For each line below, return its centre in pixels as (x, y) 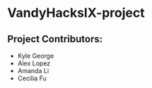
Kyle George (36, 56)
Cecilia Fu (32, 78)
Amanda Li (33, 71)
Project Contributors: (55, 39)
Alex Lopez (34, 63)
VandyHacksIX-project (76, 13)
